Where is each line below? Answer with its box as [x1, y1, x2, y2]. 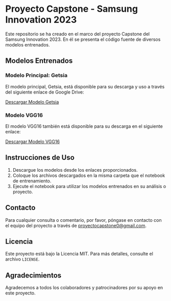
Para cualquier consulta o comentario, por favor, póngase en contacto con [5, 217, 162, 223]
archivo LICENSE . [5, 256, 40, 262]
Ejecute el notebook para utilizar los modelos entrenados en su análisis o [12, 183, 166, 189]
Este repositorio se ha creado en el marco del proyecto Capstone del [5, 31, 150, 37]
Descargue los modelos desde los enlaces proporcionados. [12, 167, 138, 173]
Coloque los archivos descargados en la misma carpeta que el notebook [12, 172, 165, 178]
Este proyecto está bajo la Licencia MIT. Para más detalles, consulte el [5, 251, 153, 257]
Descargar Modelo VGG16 [5, 138, 60, 145]
